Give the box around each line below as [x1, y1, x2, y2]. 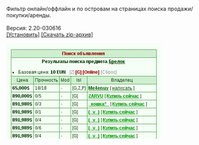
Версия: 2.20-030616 [6, 24, 61, 32]
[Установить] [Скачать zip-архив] [6, 31, 93, 38]
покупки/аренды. [6, 12, 51, 19]
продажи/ [167, 5, 194, 12]
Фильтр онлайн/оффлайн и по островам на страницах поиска [6, 5, 167, 12]
